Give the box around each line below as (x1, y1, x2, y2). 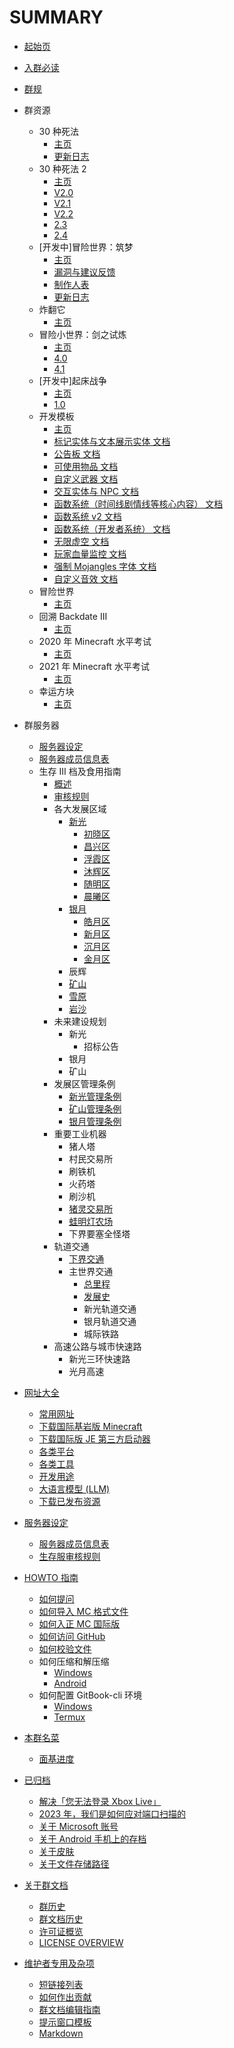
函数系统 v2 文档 (53, 510, 122, 522)
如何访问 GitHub (38, 1630, 106, 1642)
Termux (53, 1711, 86, 1723)
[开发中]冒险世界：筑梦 (38, 241, 134, 253)
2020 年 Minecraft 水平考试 (38, 635, 152, 647)
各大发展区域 (53, 802, 107, 815)
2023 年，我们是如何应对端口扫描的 (38, 1807, 187, 1820)
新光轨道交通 (83, 1302, 137, 1315)
